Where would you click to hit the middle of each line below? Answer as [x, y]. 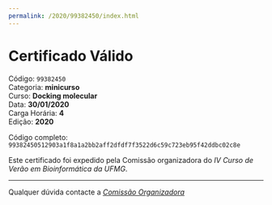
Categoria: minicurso [44, 87]
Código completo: [38, 137]
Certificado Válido [71, 56]
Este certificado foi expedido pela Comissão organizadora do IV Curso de [131, 160]
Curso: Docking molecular [53, 96]
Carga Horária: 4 [36, 113]
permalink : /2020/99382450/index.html [74, 16]
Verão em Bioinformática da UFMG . [68, 169]
